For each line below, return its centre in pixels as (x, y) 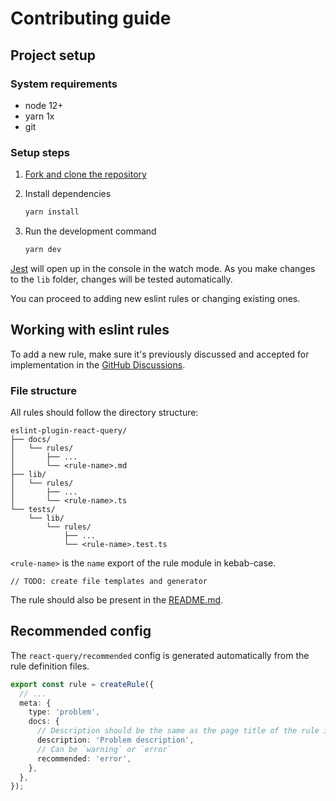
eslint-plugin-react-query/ (69, 431)
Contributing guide (91, 18)
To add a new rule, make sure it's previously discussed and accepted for (160, 354)
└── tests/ (33, 510)
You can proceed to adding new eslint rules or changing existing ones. (155, 298)
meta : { (35, 703)
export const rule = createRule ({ (82, 684)
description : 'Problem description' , (115, 740)
